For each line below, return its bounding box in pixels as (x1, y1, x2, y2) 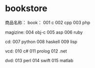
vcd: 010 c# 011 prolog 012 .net (5, 48, 67, 54)
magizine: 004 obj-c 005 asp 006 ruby (5, 29, 83, 35)
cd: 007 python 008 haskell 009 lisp (5, 38, 77, 44)
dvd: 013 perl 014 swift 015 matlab (5, 57, 74, 63)
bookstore (5, 3, 48, 14)
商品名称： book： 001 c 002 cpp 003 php (5, 19, 91, 25)
